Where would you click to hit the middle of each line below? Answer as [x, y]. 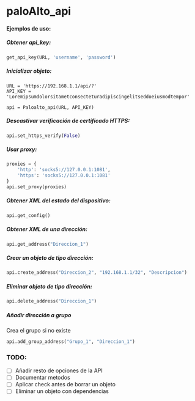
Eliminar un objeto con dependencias [62, 391]
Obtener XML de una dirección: [47, 229]
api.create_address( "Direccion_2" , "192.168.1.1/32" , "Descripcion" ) [97, 273]
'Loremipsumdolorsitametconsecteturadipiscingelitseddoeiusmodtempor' [98, 97]
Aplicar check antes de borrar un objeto [65, 384]
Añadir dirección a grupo [39, 315]
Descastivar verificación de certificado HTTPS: [68, 121]
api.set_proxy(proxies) [37, 187]
